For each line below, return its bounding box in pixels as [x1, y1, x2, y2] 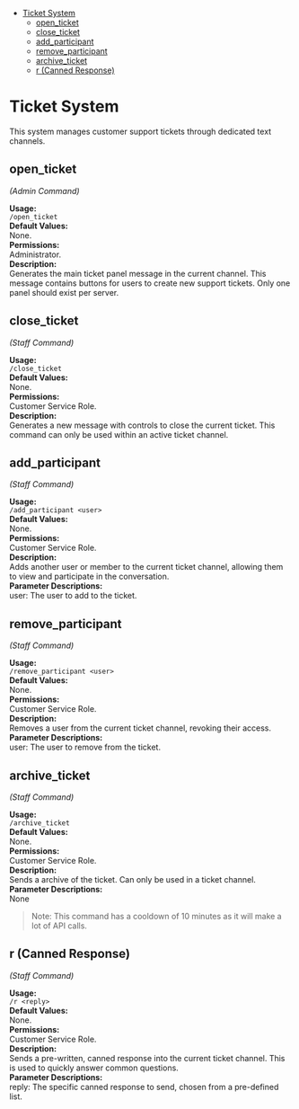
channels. [9, 135, 46, 146]
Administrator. [9, 249, 61, 260]
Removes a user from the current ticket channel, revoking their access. [9, 723, 272, 733]
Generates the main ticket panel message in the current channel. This [9, 268, 267, 279]
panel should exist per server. [9, 287, 119, 297]
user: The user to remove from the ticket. [9, 741, 162, 753]
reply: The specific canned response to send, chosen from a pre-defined [9, 1081, 279, 1092]
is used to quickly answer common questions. [9, 1062, 180, 1073]
